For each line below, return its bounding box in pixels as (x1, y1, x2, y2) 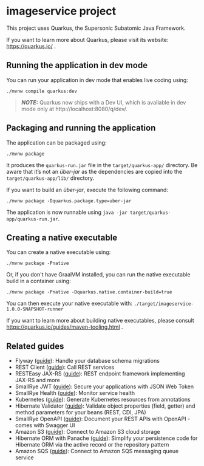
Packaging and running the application (6, 123, 156, 133)
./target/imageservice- (133, 301, 194, 307)
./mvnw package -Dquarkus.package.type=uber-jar (6, 197, 132, 204)
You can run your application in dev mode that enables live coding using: (6, 76, 188, 83)
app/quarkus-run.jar (6, 216, 59, 222)
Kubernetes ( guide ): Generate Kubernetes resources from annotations (15, 396, 191, 403)
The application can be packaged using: (6, 139, 107, 146)
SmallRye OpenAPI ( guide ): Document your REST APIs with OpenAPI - (15, 415, 190, 423)
